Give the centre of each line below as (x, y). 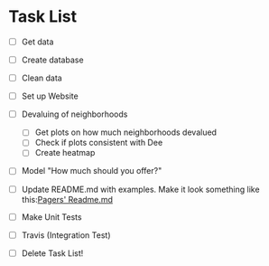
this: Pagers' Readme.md (67, 199)
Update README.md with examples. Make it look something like (140, 189)
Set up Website (50, 96)
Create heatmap (65, 153)
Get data (37, 42)
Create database (52, 60)
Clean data (42, 78)
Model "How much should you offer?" (92, 171)
